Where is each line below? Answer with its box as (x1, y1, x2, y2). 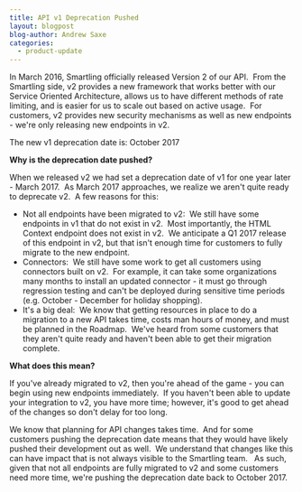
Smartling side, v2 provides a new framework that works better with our (9, 81, 277, 92)
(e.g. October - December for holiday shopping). (22, 295, 203, 306)
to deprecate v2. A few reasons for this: (9, 191, 160, 202)
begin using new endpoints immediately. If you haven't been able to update (9, 387, 291, 398)
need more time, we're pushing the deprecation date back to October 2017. (9, 472, 288, 483)
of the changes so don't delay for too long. (9, 407, 169, 418)
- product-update (17, 47, 83, 56)
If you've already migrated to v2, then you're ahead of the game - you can (9, 378, 285, 389)
